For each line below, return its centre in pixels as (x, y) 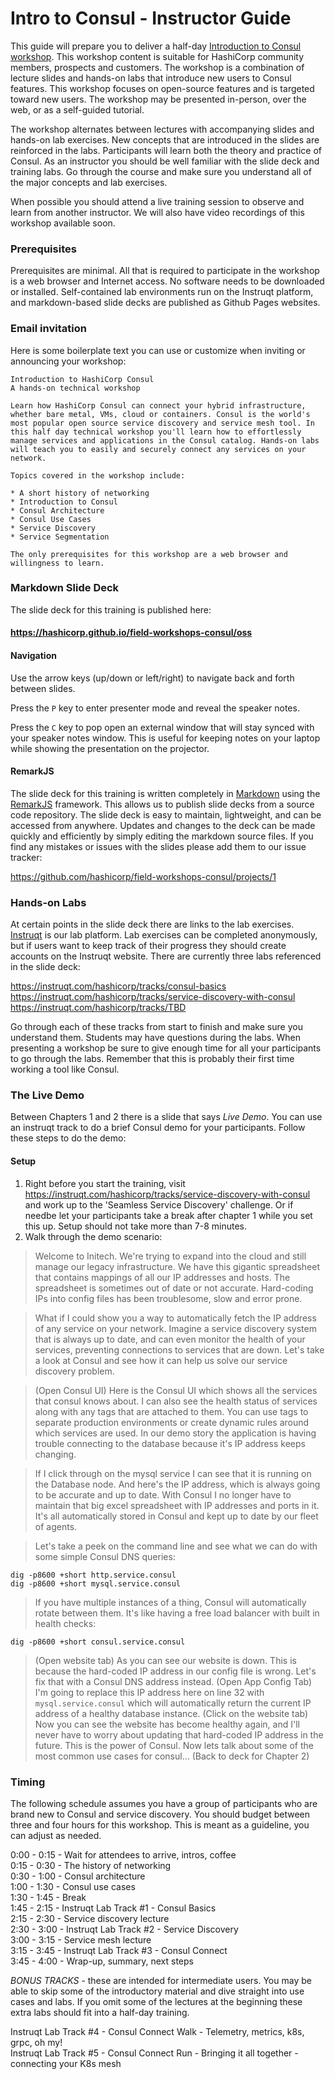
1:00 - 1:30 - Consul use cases (73, 1886)
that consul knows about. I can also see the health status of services (176, 1401)
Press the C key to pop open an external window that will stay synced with (162, 727)
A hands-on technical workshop (75, 388)
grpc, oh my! (36, 2042)
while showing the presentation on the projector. (110, 748)
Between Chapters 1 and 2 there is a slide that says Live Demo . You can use (166, 1117)
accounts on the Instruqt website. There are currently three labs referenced (166, 956)
